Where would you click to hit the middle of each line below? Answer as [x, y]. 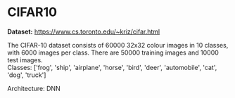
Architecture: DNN [34, 88]
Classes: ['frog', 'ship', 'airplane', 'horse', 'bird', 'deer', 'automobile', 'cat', [112, 67]
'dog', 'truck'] [27, 75]
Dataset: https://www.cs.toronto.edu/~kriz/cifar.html [84, 31]
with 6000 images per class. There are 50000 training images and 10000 [113, 52]
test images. [25, 59]
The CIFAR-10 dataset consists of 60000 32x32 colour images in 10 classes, [118, 45]
